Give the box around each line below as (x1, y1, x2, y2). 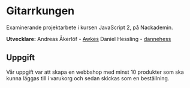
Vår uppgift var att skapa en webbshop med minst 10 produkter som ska (6, 68, 184, 76)
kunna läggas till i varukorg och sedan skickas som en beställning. (6, 74, 170, 81)
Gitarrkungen (6, 4, 75, 18)
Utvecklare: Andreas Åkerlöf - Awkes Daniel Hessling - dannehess (6, 35, 171, 42)
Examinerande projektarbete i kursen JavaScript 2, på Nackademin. (6, 24, 173, 31)
